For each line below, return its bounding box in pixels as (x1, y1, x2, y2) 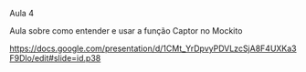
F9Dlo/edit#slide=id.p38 (9, 53, 101, 63)
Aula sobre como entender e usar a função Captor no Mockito (9, 26, 243, 36)
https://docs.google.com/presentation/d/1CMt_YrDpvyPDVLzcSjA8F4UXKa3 (9, 43, 297, 54)
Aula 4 (9, 8, 35, 18)
